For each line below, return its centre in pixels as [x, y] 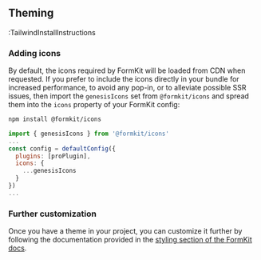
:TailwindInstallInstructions [52, 32]
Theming [31, 13]
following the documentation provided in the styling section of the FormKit [130, 240]
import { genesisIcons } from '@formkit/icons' [89, 134]
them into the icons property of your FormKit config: [94, 105]
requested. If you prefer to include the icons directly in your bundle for [124, 79]
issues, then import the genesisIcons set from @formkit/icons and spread [129, 96]
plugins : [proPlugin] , [53, 156]
